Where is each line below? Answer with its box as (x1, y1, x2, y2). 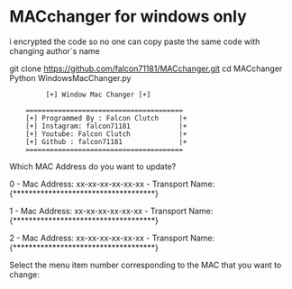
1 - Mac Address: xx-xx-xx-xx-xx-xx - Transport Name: (9, 205, 214, 216)
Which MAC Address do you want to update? (9, 160, 177, 172)
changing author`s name (9, 45, 101, 56)
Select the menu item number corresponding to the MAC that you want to (9, 259, 282, 270)
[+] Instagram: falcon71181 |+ (25, 122, 187, 131)
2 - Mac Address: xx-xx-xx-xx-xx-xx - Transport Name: (9, 232, 215, 243)
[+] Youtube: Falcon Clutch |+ (25, 129, 187, 139)
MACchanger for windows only (9, 6, 247, 27)
